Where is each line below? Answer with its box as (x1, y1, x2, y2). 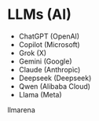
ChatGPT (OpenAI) (18, 31, 80, 41)
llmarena (7, 104, 36, 115)
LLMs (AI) (7, 5, 71, 24)
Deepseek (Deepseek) (18, 73, 92, 82)
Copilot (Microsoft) (18, 39, 80, 49)
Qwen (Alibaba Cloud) (18, 81, 91, 91)
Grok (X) (18, 48, 47, 57)
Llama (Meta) (18, 90, 62, 99)
